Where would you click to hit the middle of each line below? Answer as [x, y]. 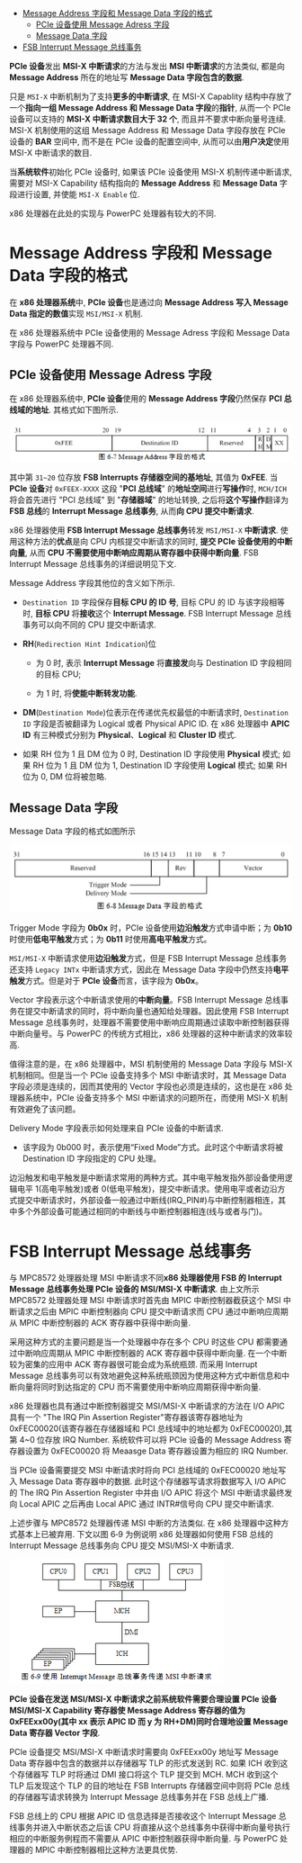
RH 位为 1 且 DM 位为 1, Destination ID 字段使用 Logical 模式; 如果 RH [160, 765]
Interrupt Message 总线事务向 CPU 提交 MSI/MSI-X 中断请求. [122, 1545]
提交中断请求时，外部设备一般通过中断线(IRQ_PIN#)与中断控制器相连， [147, 1201]
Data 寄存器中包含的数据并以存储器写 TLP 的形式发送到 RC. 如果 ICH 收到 [145, 1763]
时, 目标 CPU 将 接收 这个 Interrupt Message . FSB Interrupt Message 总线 [157, 614]
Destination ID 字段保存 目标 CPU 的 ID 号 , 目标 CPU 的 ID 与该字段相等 [154, 602]
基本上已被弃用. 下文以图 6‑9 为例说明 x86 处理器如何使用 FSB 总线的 [145, 1534]
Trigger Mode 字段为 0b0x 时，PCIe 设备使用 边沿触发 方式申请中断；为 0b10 [151, 928]
